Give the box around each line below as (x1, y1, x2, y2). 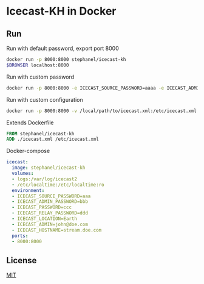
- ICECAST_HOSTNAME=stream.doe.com (12, 227, 102, 233)
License (6, 255, 37, 266)
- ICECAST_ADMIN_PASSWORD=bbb (12, 199, 88, 205)
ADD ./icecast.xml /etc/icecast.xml (6, 136, 99, 143)
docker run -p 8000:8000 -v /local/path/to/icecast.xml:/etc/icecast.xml (6, 108, 197, 114)
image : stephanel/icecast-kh (12, 165, 86, 171)
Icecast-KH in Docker (6, 4, 117, 18)
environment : (12, 187, 45, 193)
